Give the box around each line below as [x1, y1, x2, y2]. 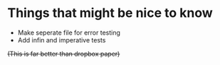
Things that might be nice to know [7, 5, 214, 21]
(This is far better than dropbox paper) [7, 49, 120, 58]
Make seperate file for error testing [17, 28, 121, 37]
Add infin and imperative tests [17, 35, 106, 44]
